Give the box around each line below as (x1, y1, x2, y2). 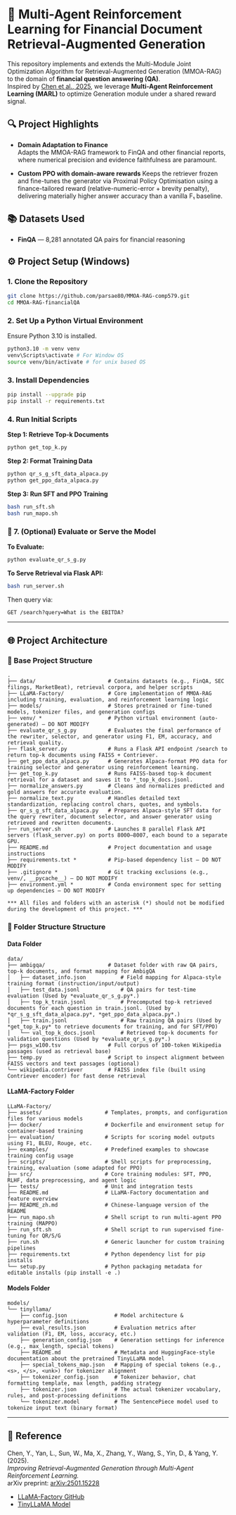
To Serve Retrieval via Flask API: (7, 568, 104, 577)
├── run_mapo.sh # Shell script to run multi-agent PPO (7, 1214, 221, 1221)
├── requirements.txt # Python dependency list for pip (7, 1250, 206, 1258)
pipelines (7, 1245, 37, 1252)
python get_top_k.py (7, 444, 68, 451)
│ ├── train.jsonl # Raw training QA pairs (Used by (7, 1017, 221, 1024)
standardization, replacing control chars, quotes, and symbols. (7, 801, 202, 809)
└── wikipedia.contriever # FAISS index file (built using (7, 1066, 206, 1073)
